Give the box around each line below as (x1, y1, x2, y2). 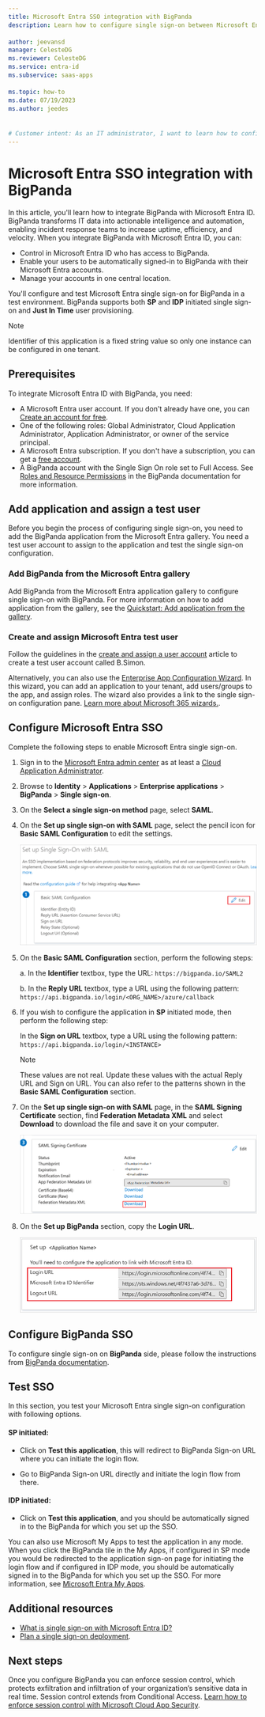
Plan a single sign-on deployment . (19, 1631, 131, 1641)
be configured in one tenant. (8, 344, 101, 354)
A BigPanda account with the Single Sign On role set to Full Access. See (19, 463, 254, 472)
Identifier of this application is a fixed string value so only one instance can (8, 336, 252, 346)
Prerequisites (8, 368, 76, 381)
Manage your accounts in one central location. (19, 273, 171, 282)
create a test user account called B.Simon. (8, 658, 146, 668)
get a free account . (19, 454, 82, 464)
